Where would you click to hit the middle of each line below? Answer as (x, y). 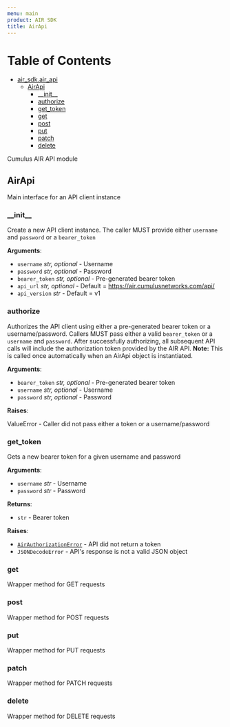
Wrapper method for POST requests (58, 617)
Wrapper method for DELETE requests (61, 716)
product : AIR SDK (32, 20)
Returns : (20, 504)
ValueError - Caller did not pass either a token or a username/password (108, 424)
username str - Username (52, 484)
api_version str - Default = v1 (59, 293)
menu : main (23, 13)
